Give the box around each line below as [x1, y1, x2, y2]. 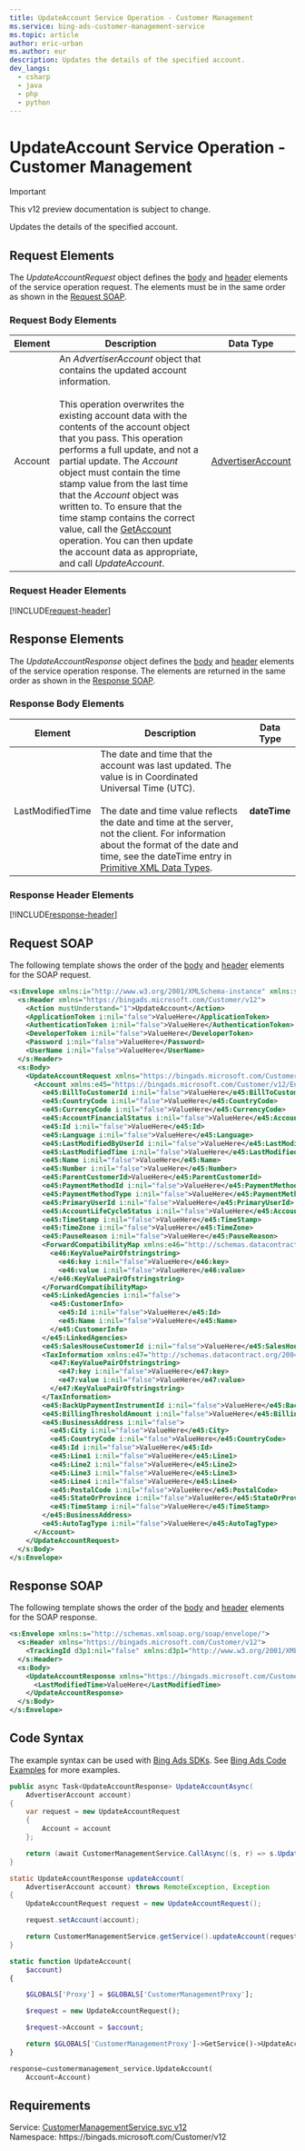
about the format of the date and [99, 838, 239, 851]
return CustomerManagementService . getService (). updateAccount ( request [25, 1932, 299, 1941]
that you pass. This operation [58, 433, 183, 445]
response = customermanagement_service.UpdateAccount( [9, 2064, 213, 2073]
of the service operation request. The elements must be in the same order [9, 282, 286, 293]
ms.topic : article [9, 30, 79, 39]
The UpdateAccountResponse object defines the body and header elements [9, 655, 295, 666]
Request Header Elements [9, 584, 127, 597]
